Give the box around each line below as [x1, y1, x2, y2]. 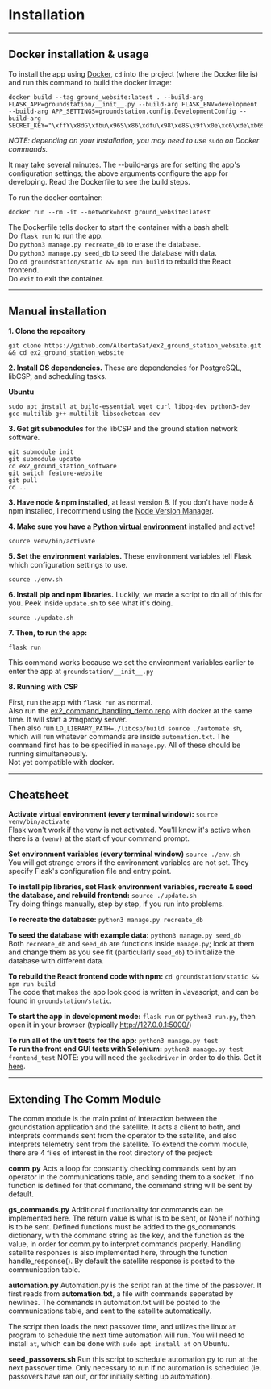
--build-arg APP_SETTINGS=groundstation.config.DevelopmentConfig [8, 107, 236, 115]
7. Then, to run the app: [8, 627, 87, 638]
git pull [8, 476, 38, 484]
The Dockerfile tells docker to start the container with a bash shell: [8, 222, 230, 231]
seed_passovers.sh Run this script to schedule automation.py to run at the [8, 1354, 258, 1364]
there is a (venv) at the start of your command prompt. [8, 834, 190, 843]
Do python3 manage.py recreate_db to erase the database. [8, 239, 202, 249]
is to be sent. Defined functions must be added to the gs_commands [8, 1222, 236, 1232]
